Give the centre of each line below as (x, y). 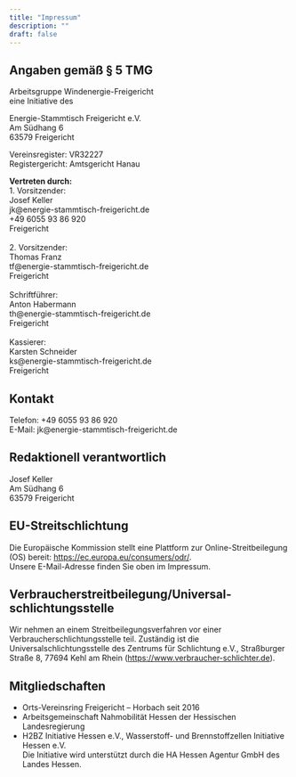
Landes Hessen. (52, 765)
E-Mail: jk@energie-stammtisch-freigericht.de (93, 429)
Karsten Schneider (43, 352)
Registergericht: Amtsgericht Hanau (75, 164)
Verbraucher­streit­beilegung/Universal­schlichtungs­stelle (120, 601)
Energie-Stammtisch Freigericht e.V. (76, 119)
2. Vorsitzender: (39, 248)
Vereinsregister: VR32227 (56, 155)
